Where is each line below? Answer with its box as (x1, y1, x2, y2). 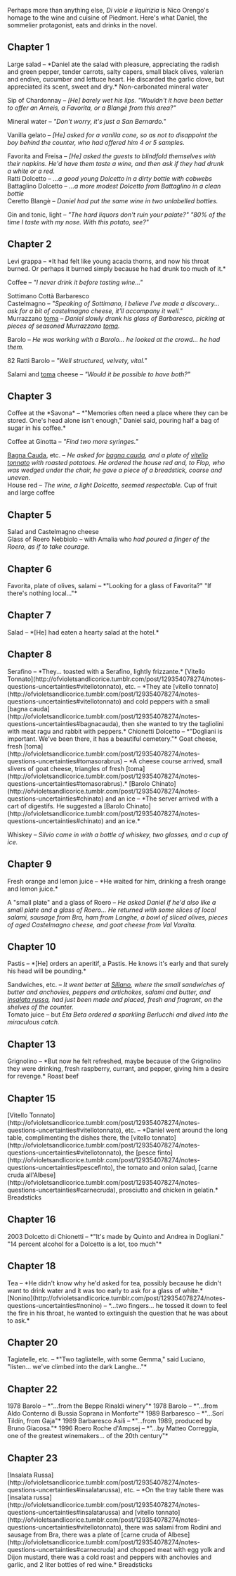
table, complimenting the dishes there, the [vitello (7, 1133, 151, 1142)
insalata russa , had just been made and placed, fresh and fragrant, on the (7, 996, 223, 1004)
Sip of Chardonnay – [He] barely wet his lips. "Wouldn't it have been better (7, 96, 223, 104)
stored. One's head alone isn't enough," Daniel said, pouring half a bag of (7, 417, 220, 425)
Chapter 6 (7, 563, 53, 575)
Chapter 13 (7, 1038, 56, 1050)
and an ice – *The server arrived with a (105, 794, 219, 803)
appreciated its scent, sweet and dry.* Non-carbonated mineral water (7, 82, 209, 91)
